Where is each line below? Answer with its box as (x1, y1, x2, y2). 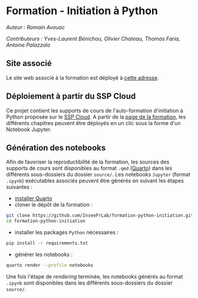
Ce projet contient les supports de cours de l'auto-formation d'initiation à (6, 107, 184, 114)
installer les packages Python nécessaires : (14, 229, 119, 236)
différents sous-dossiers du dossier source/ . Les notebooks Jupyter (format (6, 171, 190, 178)
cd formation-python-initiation (6, 218, 85, 224)
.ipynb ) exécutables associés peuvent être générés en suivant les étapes (6, 177, 184, 184)
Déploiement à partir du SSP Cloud (6, 91, 136, 101)
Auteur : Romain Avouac (6, 24, 65, 31)
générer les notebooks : (14, 251, 72, 258)
